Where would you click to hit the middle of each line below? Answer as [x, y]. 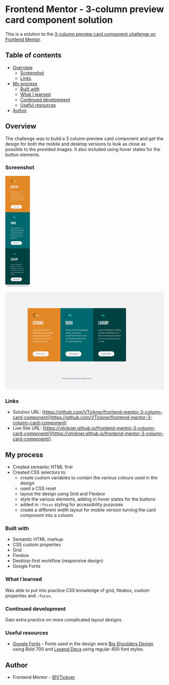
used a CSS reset [38, 488]
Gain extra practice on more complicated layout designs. [64, 619]
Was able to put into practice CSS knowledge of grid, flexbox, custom [77, 590]
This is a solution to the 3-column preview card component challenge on [81, 34]
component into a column [47, 515]
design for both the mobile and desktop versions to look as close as [76, 144]
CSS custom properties [37, 545]
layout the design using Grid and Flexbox [63, 494]
